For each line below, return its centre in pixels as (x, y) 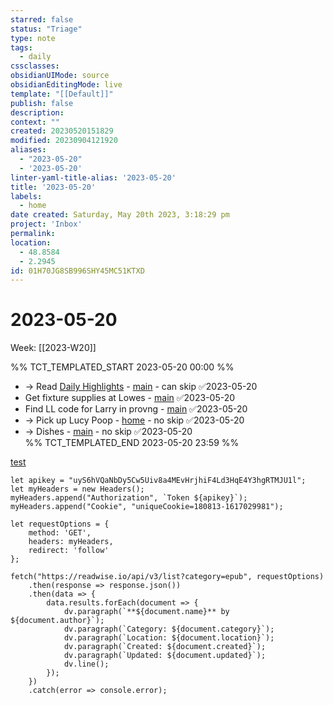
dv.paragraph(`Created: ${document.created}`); (165, 647)
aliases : (28, 150)
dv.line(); (86, 664)
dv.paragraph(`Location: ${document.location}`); (169, 638)
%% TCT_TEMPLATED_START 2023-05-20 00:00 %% (122, 367)
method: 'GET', (60, 533)
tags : (21, 47)
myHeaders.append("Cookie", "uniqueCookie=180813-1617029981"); (147, 507)
